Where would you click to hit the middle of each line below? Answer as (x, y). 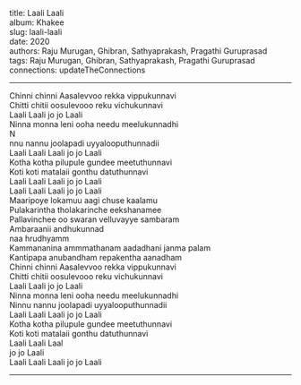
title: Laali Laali (37, 13)
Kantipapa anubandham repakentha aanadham (95, 257)
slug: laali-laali (36, 32)
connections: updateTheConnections (77, 70)
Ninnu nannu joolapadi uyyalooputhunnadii (88, 305)
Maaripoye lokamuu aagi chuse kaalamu (84, 200)
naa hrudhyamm (39, 238)
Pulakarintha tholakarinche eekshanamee (86, 210)
